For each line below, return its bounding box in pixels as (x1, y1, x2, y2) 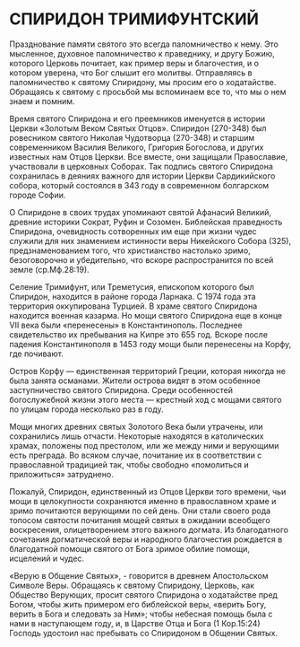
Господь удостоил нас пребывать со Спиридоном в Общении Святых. (9, 627, 279, 638)
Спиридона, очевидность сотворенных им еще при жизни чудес (9, 225, 257, 237)
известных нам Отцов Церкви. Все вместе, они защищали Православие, (9, 151, 288, 162)
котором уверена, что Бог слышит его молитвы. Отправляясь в (9, 67, 253, 78)
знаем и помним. (9, 95, 75, 107)
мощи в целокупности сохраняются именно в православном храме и (9, 495, 277, 506)
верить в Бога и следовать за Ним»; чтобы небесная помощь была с (9, 608, 273, 619)
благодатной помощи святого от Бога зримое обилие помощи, (9, 543, 251, 554)
